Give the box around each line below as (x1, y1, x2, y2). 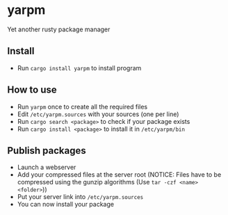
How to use (7, 84, 57, 96)
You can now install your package (17, 200, 115, 209)
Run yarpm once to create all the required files (17, 102, 148, 111)
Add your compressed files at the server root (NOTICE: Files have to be (17, 170, 222, 179)
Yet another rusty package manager (7, 25, 111, 33)
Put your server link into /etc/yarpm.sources (17, 193, 144, 201)
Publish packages (7, 145, 87, 157)
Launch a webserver (17, 163, 76, 172)
